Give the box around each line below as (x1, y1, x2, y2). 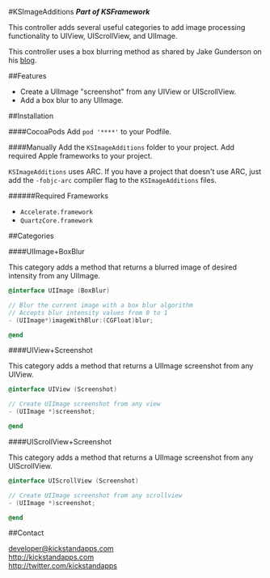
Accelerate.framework (19, 208, 93, 216)
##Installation (8, 111, 54, 121)
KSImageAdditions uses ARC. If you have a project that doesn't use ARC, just (8, 167, 262, 176)
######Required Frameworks (8, 191, 109, 201)
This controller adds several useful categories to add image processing (8, 23, 246, 32)
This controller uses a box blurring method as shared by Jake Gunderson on (8, 47, 263, 56)
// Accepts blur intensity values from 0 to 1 (8, 308, 168, 317)
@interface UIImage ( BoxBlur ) (8, 287, 111, 295)
